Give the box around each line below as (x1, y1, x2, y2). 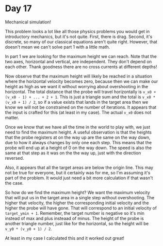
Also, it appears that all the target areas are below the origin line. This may (5, 164, 154, 170)
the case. (5, 180, 24, 186)
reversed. (5, 155, 24, 161)
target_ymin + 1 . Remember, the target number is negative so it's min (5, 210, 145, 216)
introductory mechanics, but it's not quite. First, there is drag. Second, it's (5, 34, 153, 39)
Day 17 (5, 3, 32, 14)
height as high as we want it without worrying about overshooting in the (5, 83, 148, 89)
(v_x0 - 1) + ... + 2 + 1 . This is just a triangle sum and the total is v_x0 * (5, 94, 156, 100)
